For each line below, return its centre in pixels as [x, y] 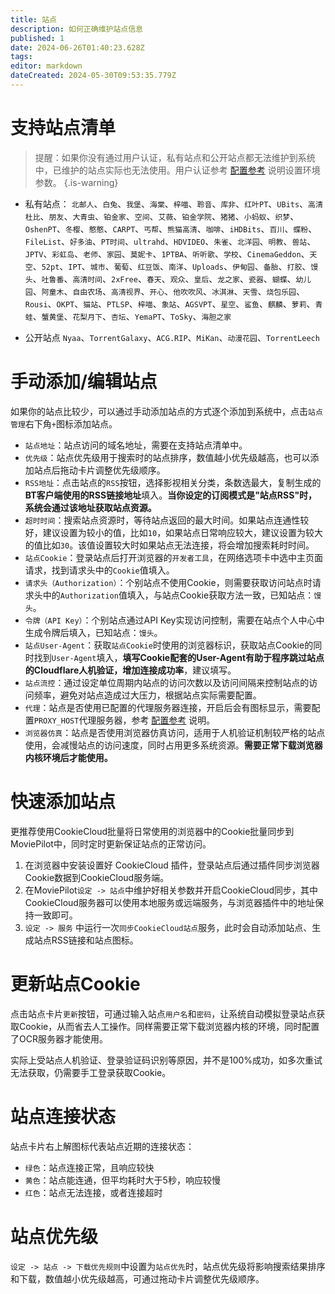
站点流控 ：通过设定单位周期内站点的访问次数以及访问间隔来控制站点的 [167, 682]
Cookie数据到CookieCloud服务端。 [97, 877]
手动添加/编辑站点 [84, 382]
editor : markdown [46, 66]
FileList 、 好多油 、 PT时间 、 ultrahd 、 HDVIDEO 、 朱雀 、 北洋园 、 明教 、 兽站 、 [170, 241]
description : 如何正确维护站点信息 [76, 29]
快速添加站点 [63, 801]
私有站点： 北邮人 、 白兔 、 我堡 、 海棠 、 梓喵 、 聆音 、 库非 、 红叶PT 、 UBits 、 [166, 203]
